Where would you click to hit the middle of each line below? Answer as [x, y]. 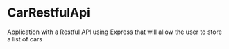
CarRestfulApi [49, 13]
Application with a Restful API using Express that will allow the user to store [114, 32]
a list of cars [25, 39]
